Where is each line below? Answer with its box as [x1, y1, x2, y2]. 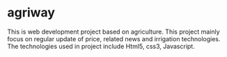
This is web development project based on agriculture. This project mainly [7, 27, 221, 36]
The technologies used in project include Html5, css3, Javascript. [7, 42, 195, 50]
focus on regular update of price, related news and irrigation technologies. [7, 34, 221, 43]
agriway [7, 5, 56, 21]
